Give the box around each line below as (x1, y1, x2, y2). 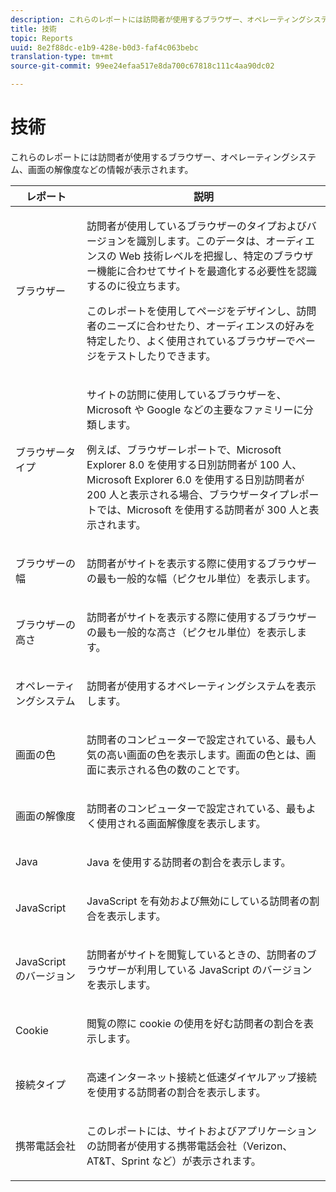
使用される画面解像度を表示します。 (96, 816, 267, 830)
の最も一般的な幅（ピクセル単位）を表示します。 (86, 571, 317, 585)
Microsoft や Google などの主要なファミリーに (86, 402, 304, 416)
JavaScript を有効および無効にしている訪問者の (86, 894, 310, 908)
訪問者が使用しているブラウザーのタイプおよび (86, 219, 307, 233)
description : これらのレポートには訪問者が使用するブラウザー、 (10, 14, 248, 25)
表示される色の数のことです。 (106, 762, 247, 776)
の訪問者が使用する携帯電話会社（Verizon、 (86, 1139, 293, 1153)
